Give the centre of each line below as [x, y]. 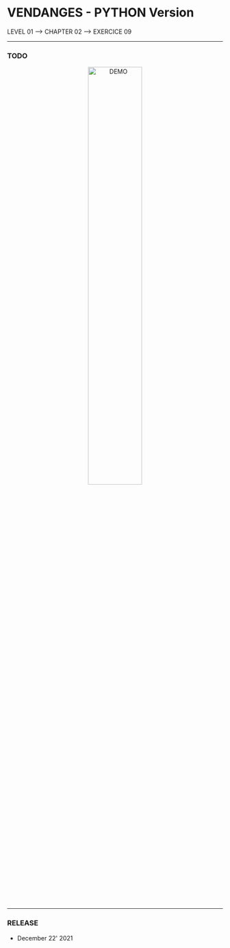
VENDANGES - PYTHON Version [101, 13]
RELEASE [23, 923]
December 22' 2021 [45, 938]
